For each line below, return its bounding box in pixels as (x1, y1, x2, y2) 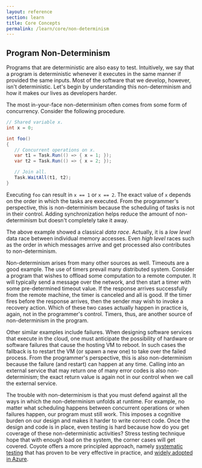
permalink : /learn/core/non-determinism (6, 25, 110, 32)
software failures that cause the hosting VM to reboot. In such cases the (6, 341, 186, 348)
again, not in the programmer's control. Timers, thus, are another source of (6, 310, 193, 317)
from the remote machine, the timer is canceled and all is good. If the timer (6, 291, 192, 298)
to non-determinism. (6, 248, 57, 255)
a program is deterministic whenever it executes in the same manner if (6, 70, 181, 78)
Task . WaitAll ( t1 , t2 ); (14, 175, 71, 181)
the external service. (6, 379, 57, 387)
